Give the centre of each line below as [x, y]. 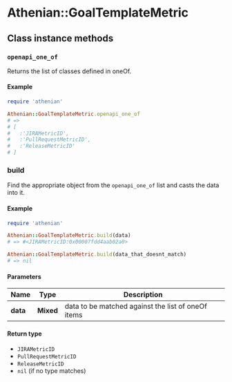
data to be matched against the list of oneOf [136, 307]
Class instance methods [60, 38]
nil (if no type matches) [51, 371]
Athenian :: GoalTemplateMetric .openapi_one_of [74, 114]
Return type [25, 334]
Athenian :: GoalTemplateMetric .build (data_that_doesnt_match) [97, 255]
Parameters [24, 276]
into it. [16, 193]
